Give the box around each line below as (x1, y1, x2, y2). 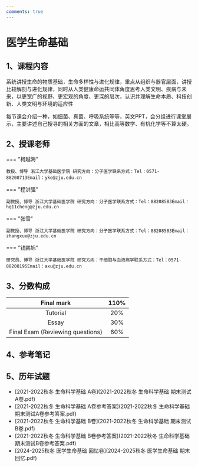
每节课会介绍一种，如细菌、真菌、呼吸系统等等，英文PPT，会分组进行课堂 (6, 113, 187, 120)
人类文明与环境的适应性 (16, 100, 74, 107)
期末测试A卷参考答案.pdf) (14, 410, 77, 417)
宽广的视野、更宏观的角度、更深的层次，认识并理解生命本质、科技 (26, 93, 187, 100)
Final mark (40, 299, 71, 307)
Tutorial (45, 309, 67, 317)
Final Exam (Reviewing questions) (9, 328, 103, 337)
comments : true (6, 8, 44, 15)
